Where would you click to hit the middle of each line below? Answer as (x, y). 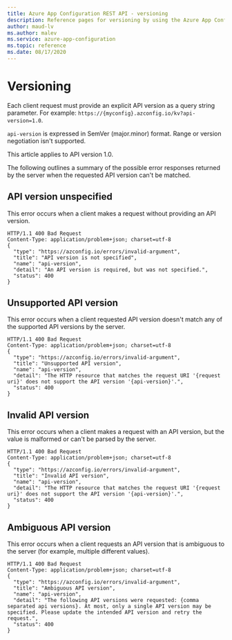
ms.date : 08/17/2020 (37, 53)
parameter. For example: (42, 113)
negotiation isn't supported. (47, 141)
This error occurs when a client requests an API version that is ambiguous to (116, 544)
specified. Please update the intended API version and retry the (105, 612)
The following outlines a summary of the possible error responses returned (114, 167)
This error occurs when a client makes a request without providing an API (112, 213)
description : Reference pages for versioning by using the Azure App (109, 20)
